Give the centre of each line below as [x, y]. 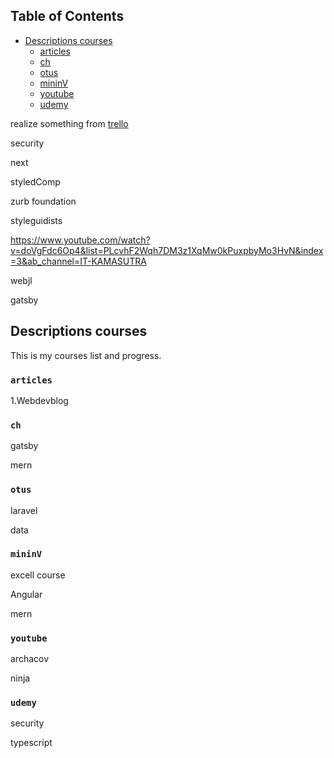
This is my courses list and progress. [86, 355]
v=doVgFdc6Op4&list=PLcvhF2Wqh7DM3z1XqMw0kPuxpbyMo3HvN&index [167, 250]
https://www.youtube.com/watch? [80, 240]
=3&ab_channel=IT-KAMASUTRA [78, 261]
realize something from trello [69, 123]
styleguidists [36, 220]
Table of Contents [67, 16]
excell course [38, 575]
